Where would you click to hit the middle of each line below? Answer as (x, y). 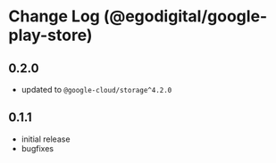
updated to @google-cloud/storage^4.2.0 (96, 90)
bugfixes (38, 148)
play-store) (50, 35)
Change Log (54, 16)
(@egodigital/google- (185, 16)
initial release (46, 139)
